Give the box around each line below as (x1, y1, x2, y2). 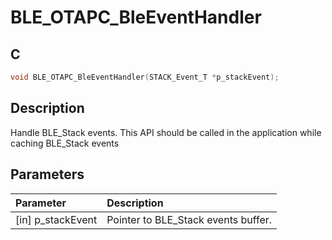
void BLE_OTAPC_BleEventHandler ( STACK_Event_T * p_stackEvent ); (10, 72, 280, 82)
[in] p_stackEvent (15, 212, 98, 226)
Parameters (10, 166, 85, 183)
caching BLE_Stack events (10, 137, 120, 149)
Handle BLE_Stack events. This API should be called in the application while (10, 126, 322, 138)
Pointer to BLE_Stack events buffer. (106, 212, 273, 226)
